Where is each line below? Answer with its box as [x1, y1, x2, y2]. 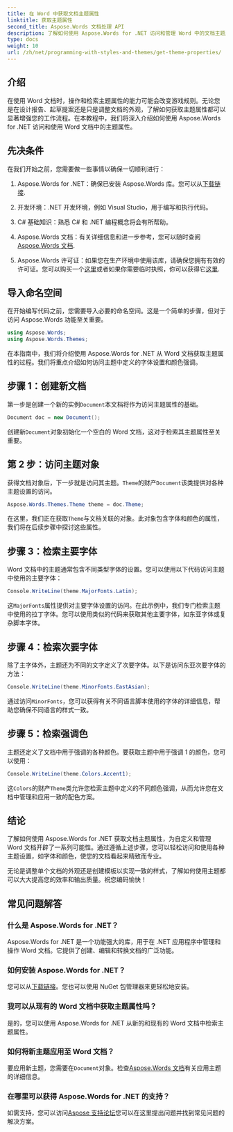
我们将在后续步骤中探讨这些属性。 [7, 523, 105, 531]
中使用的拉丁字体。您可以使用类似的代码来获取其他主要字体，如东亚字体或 [7, 610, 220, 618]
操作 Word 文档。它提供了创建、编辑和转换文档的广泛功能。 [7, 946, 178, 954]
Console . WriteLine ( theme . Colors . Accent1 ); [7, 770, 132, 777]
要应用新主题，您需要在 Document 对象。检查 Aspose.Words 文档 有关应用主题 [7, 1063, 222, 1072]
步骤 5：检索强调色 [7, 728, 89, 740]
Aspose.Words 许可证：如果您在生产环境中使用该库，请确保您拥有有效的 [17, 256, 225, 265]
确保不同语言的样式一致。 [19, 705, 92, 714]
